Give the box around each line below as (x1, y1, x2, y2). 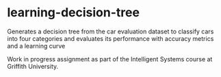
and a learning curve (7, 42, 66, 50)
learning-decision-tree (7, 5, 140, 20)
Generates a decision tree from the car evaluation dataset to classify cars (7, 27, 214, 35)
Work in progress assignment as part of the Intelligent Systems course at (7, 55, 213, 63)
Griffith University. (7, 62, 59, 70)
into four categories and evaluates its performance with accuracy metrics (7, 34, 214, 42)
